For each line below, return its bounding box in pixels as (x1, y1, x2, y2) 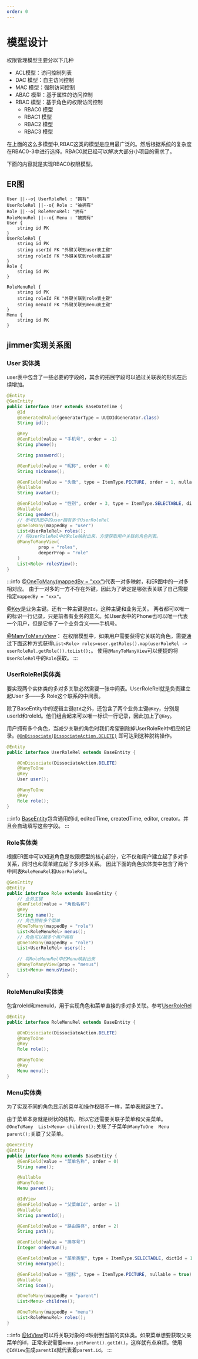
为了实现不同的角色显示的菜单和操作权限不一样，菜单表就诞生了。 (6, 1103, 166, 1110)
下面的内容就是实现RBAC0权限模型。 (6, 160, 96, 167)
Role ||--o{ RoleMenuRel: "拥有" (6, 209, 87, 215)
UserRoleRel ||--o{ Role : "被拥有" (6, 203, 94, 209)
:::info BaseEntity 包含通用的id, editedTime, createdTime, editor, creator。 (6, 815, 184, 822)
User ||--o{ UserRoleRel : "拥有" (6, 196, 90, 202)
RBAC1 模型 (24, 113, 52, 120)
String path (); (17, 1229, 55, 1235)
